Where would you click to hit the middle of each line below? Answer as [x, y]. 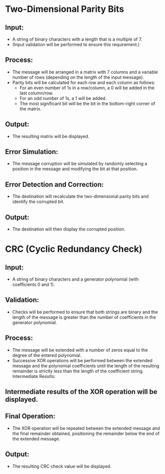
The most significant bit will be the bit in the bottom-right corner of [87, 103]
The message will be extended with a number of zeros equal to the [80, 350]
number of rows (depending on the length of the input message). [78, 77]
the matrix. [31, 109]
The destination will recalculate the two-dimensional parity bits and [80, 196]
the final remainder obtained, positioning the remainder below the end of [86, 433]
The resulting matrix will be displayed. [51, 136]
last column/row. [36, 93]
